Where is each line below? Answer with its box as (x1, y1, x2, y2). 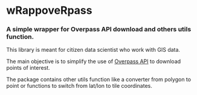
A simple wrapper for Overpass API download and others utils (6, 25, 192, 34)
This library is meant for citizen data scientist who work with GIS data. (6, 46, 180, 54)
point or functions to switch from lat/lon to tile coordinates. (6, 82, 152, 90)
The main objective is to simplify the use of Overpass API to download (6, 58, 181, 65)
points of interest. (6, 64, 50, 72)
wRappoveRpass (6, 4, 92, 17)
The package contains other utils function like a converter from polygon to (6, 76, 192, 83)
